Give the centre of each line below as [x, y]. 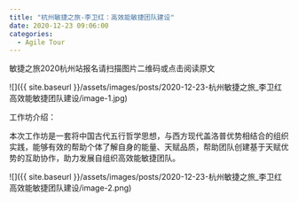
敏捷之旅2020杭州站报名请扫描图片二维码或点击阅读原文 [112, 68]
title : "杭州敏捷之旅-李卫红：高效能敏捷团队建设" [92, 17]
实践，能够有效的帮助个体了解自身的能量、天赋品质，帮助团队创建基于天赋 [145, 147]
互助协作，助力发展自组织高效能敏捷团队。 [102, 158]
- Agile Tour [41, 42]
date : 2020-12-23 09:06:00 [59, 26]
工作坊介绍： [32, 117]
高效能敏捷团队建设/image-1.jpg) [69, 98]
